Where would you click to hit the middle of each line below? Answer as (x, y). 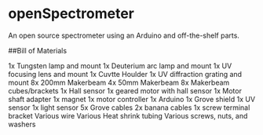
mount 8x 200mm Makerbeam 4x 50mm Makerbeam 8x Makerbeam (119, 82)
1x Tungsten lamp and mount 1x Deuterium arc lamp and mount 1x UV (120, 66)
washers (22, 124)
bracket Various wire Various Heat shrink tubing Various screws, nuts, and (128, 115)
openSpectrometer (71, 14)
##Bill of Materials (38, 50)
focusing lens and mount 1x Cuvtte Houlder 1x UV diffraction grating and (125, 74)
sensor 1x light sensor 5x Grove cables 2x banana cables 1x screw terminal (129, 108)
